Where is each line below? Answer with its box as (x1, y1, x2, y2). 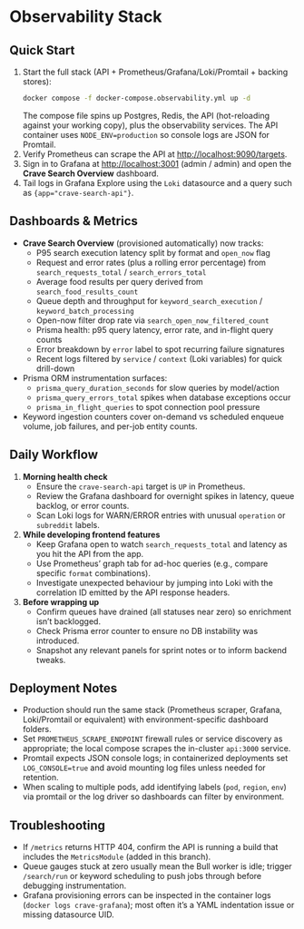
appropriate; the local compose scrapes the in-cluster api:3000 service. (22, 743, 291, 754)
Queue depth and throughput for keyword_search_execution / (35, 295, 263, 306)
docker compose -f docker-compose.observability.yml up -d (22, 93, 251, 103)
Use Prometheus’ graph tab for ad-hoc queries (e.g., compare (35, 558, 269, 569)
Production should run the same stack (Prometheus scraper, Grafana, (22, 705, 283, 716)
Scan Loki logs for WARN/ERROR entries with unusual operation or (35, 510, 286, 521)
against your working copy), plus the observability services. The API (22, 120, 279, 131)
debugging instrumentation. (22, 880, 127, 891)
